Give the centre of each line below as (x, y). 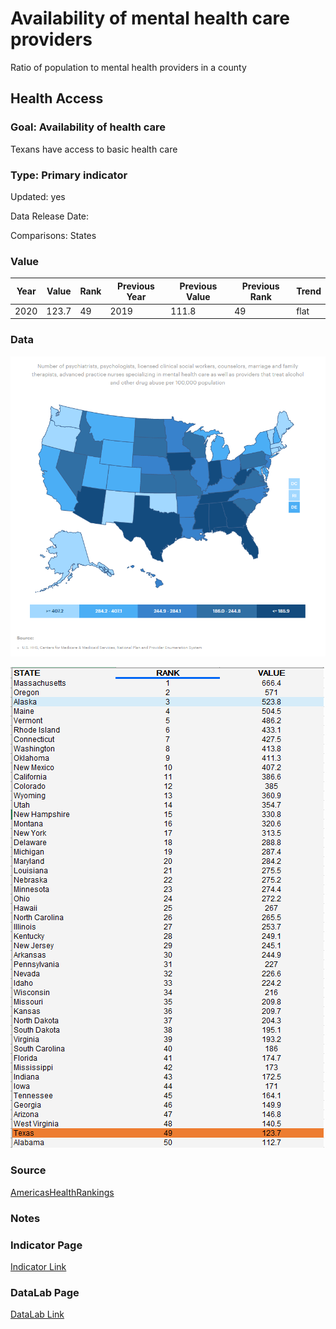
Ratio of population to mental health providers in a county (128, 67)
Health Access (57, 98)
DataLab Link (37, 1314)
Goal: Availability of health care (88, 127)
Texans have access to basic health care (94, 149)
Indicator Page (46, 1245)
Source (28, 1170)
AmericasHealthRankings (62, 1192)
